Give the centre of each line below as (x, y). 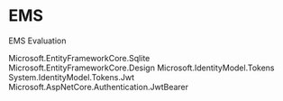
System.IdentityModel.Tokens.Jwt (71, 77)
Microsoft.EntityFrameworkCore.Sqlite (79, 58)
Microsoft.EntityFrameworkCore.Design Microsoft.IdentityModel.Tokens (141, 68)
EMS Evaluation (37, 41)
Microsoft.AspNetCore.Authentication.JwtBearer (99, 87)
